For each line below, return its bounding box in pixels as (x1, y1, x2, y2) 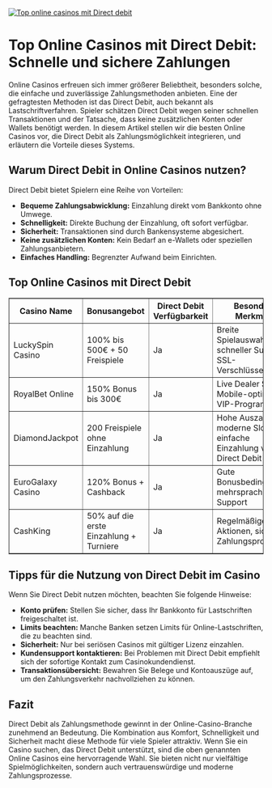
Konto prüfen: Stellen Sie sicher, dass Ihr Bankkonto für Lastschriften (19, 605, 253, 615)
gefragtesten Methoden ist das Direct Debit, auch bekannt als (8, 97, 214, 107)
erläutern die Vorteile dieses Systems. (8, 140, 135, 150)
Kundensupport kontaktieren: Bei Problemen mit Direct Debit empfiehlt (19, 648, 261, 659)
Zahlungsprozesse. (8, 771, 73, 781)
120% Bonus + (86, 476, 145, 487)
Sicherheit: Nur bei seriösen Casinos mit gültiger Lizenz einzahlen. (19, 640, 244, 650)
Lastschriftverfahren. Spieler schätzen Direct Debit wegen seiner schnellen (8, 105, 259, 115)
